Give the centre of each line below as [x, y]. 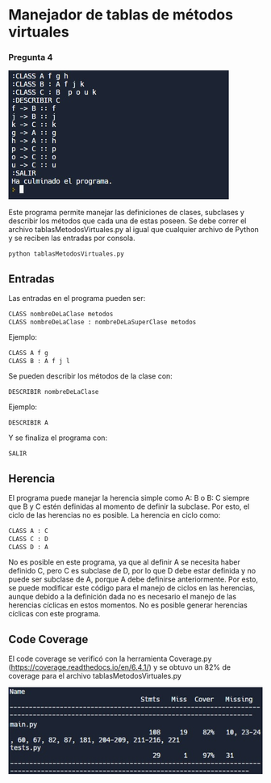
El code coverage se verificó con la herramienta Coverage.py [110, 658]
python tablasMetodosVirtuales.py [67, 254]
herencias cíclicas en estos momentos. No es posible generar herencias [128, 605]
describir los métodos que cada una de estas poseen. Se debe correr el [127, 221]
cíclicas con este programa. [54, 614]
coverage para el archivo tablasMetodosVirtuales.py [95, 675]
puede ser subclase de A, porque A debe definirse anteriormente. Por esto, [133, 579]
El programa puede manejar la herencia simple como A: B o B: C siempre [129, 498]
